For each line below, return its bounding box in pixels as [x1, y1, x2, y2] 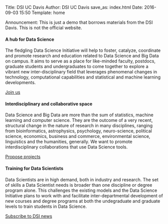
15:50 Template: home [19, 10, 65, 16]
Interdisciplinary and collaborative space [5, 101, 93, 107]
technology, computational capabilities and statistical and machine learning [5, 74, 161, 80]
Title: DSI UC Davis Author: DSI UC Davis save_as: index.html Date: [5, 5, 143, 10]
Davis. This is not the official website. [5, 25, 82, 31]
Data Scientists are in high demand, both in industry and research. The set [5, 176, 159, 183]
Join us [5, 89, 21, 95]
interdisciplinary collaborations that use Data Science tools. [5, 144, 128, 150]
